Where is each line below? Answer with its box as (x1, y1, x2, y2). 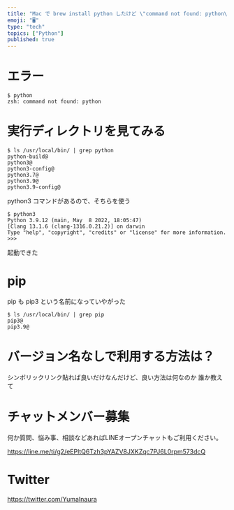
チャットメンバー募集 (7, 409, 130, 425)
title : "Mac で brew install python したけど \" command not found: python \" (7, 10, 231, 17)
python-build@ (7, 153, 49, 160)
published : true (7, 36, 54, 43)
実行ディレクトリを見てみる (7, 124, 166, 140)
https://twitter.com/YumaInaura (7, 495, 98, 503)
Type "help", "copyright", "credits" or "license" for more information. (7, 229, 227, 236)
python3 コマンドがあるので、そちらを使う (7, 197, 131, 205)
